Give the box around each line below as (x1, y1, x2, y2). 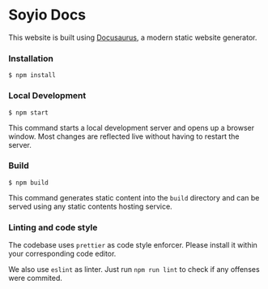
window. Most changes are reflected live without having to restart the (8, 132, 240, 141)
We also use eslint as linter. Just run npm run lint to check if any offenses (8, 265, 261, 274)
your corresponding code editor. (8, 249, 117, 259)
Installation (8, 53, 54, 64)
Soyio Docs (8, 6, 87, 24)
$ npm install (8, 71, 57, 80)
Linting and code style (8, 222, 98, 233)
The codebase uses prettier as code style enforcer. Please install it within (8, 240, 257, 250)
